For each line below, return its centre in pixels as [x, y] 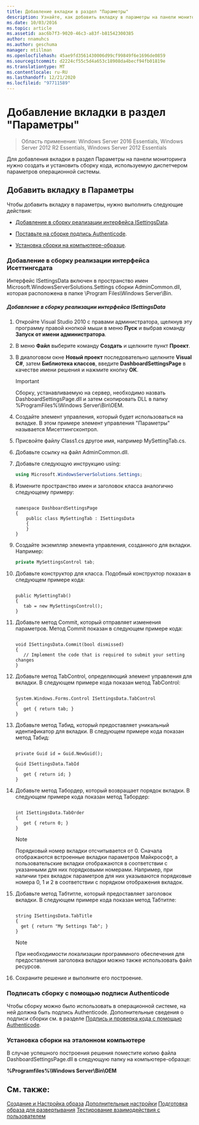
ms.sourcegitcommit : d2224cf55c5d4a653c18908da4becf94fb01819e [86, 61]
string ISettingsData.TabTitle [54, 916]
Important [27, 382]
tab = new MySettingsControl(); [63, 606]
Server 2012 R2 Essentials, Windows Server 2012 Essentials [94, 147]
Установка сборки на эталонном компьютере [76, 1040]
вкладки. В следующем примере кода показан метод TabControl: [98, 682]
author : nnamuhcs [28, 39]
